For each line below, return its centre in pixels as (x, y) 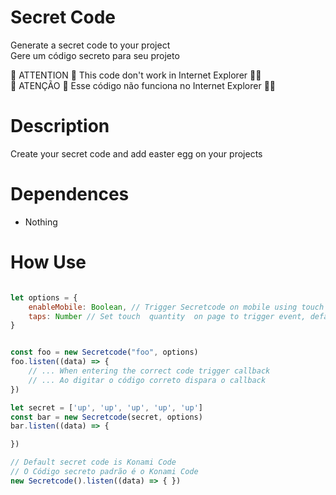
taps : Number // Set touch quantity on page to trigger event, (167, 316)
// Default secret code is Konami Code (93, 462)
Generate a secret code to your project (90, 45)
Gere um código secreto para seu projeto (95, 55)
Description (60, 126)
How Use (48, 262)
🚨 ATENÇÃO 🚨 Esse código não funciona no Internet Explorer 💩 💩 (143, 85)
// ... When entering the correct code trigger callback (149, 371)
